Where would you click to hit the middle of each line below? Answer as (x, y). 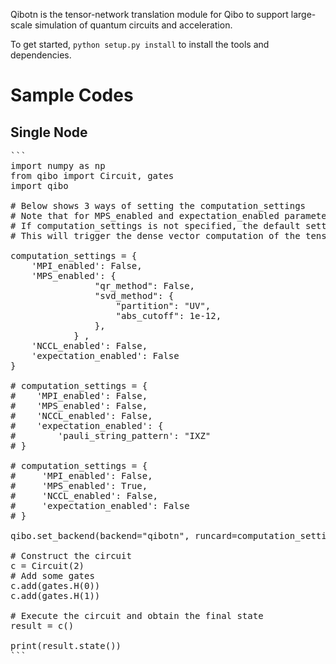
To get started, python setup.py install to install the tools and (140, 44)
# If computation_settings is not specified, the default (155, 225)
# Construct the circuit (71, 555)
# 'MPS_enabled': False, (79, 405)
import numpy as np (58, 165)
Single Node (49, 132)
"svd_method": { (134, 295)
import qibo (39, 185)
